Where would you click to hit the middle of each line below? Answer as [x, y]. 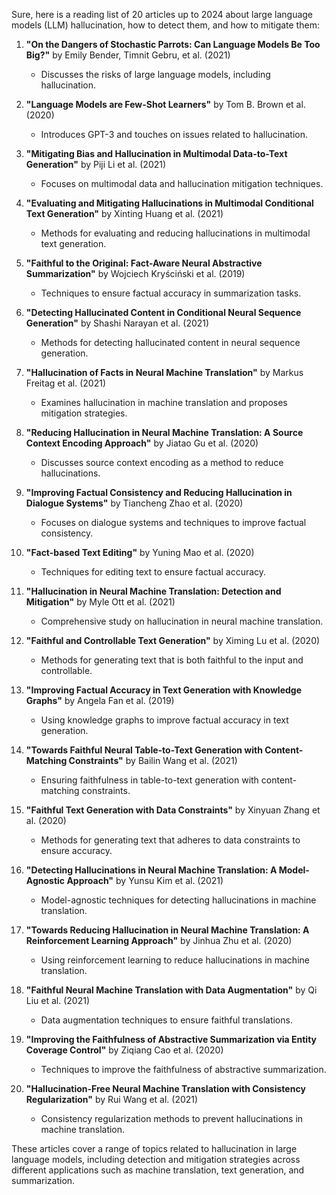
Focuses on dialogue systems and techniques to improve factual [173, 522]
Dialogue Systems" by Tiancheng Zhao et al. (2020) [134, 503]
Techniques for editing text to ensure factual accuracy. [153, 572]
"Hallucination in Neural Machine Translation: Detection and [153, 591]
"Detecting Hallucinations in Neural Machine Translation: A [151, 870]
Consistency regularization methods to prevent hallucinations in [172, 1118]
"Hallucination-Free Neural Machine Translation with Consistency [165, 1088]
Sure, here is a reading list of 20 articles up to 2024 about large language [162, 14]
